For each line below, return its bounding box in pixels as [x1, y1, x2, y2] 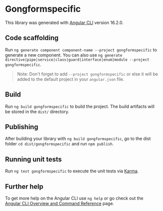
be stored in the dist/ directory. [5, 109, 69, 115]
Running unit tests [5, 155, 62, 164]
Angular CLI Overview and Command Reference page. [5, 201, 114, 206]
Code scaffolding [5, 34, 59, 42]
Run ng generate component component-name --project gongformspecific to [5, 47, 157, 52]
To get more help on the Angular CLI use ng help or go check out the [5, 195, 143, 201]
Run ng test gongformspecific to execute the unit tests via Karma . [5, 168, 139, 174]
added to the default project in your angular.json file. [17, 76, 124, 82]
